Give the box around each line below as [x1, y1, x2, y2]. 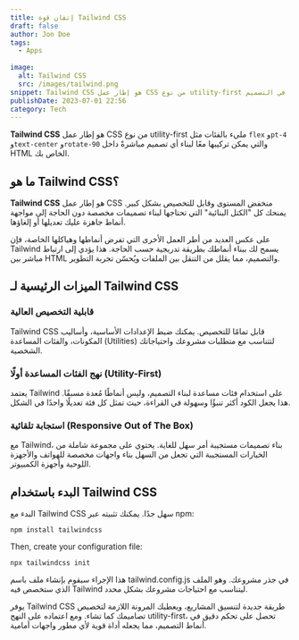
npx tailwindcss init [10, 559, 91, 568]
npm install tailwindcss [10, 526, 103, 535]
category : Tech [10, 105, 67, 114]
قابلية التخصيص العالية [10, 306, 95, 318]
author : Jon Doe [10, 29, 71, 38]
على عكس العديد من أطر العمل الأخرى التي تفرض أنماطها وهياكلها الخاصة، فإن [10, 234, 271, 245]
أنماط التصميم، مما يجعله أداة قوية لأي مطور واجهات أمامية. [10, 620, 207, 631]
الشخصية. [10, 345, 43, 356]
